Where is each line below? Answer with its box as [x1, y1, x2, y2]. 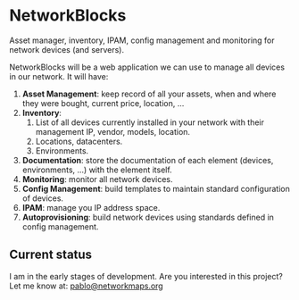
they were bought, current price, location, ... [21, 97, 185, 108]
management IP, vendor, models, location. [35, 126, 190, 137]
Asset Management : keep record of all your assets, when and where [21, 88, 277, 99]
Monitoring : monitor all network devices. [21, 173, 173, 184]
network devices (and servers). [9, 44, 125, 54]
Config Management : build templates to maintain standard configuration [21, 183, 290, 194]
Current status [9, 247, 92, 262]
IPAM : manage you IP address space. [21, 202, 161, 212]
